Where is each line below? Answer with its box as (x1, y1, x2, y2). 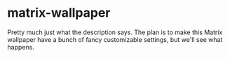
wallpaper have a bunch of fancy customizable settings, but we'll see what (7, 35, 223, 43)
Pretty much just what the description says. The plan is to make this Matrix (7, 28, 223, 36)
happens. (7, 43, 35, 51)
